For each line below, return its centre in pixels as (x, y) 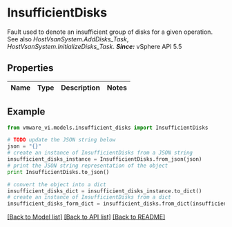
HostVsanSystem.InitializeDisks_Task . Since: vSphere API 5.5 (95, 46)
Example (26, 112)
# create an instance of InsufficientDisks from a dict (89, 197)
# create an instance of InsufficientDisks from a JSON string (100, 153)
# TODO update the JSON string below (61, 140)
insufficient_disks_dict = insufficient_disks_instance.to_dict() (105, 191)
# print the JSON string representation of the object (88, 166)
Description (80, 88)
